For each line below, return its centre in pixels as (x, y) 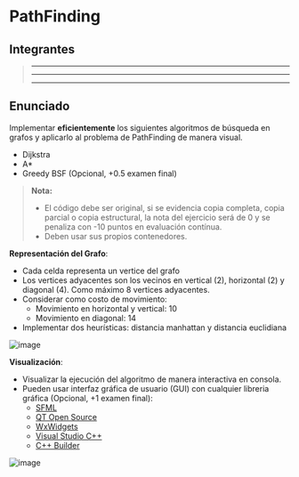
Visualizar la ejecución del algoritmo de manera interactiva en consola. (152, 379)
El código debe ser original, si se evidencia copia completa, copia (164, 207)
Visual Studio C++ (69, 436)
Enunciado (40, 106)
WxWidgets (57, 426)
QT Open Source (66, 416)
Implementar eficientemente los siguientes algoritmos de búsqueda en (140, 127)
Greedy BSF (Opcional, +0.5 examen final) (100, 173)
